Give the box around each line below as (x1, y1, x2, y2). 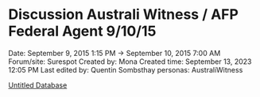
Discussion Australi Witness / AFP (8, 6, 239, 24)
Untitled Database (8, 80, 68, 90)
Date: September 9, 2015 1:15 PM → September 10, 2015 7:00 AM (8, 48, 221, 58)
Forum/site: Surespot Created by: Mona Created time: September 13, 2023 (8, 57, 252, 66)
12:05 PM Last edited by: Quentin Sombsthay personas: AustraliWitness (8, 65, 243, 74)
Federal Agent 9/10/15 (8, 22, 157, 40)
